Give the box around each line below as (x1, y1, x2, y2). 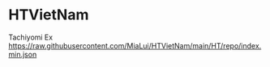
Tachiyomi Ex (8, 32, 54, 42)
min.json (8, 49, 37, 59)
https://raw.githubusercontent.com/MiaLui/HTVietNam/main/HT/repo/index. (8, 40, 262, 50)
